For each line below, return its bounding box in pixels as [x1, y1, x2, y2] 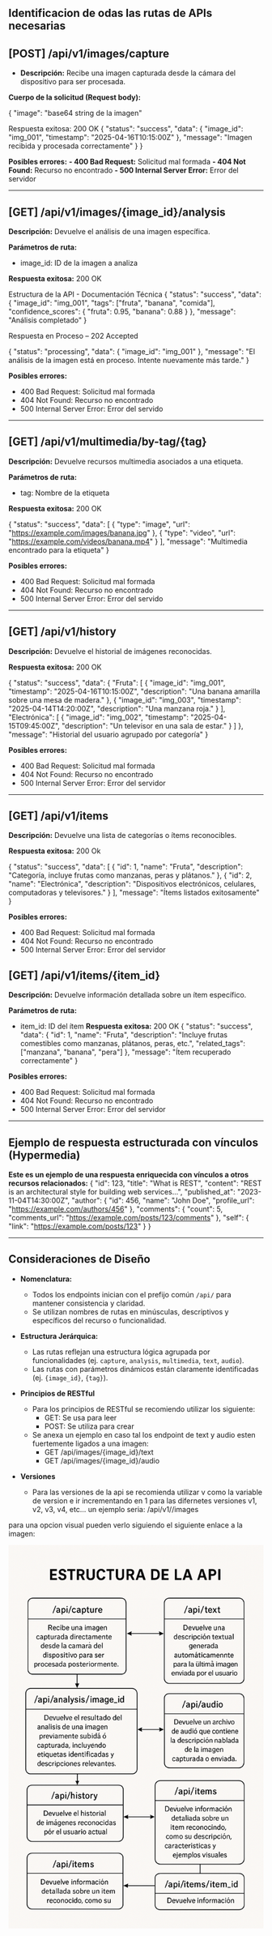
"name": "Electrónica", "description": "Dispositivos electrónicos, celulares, [8, 879, 257, 889]
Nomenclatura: [19, 1274, 73, 1284]
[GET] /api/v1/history [8, 625, 117, 639]
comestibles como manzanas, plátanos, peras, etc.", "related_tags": [19, 1039, 245, 1049]
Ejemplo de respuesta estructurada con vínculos [8, 1135, 259, 1149]
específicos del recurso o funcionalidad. [32, 1315, 167, 1325]
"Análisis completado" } [8, 315, 87, 325]
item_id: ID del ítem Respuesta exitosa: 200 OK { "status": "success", [19, 1021, 253, 1032]
